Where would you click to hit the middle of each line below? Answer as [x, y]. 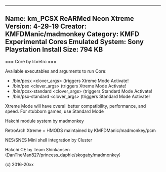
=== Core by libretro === [31, 61]
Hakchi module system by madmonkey [44, 121]
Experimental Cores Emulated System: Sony [75, 42]
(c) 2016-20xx [20, 164]
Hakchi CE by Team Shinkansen [38, 149]
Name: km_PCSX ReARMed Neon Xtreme [70, 19]
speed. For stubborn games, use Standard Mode [55, 111]
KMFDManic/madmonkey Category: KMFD [72, 34]
